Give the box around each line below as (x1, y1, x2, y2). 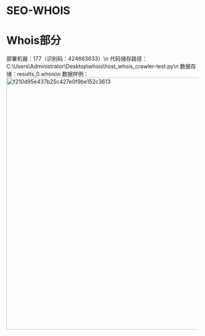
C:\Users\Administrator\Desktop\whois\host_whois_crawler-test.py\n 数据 (6, 62, 191, 70)
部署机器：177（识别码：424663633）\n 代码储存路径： (6, 55, 148, 62)
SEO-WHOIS (6, 4, 71, 18)
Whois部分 (6, 34, 61, 48)
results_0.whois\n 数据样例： (16, 70, 90, 78)
